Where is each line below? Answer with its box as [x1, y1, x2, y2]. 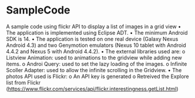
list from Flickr [6, 79, 41, 86]
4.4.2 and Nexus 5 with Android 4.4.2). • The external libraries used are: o [6, 48, 186, 55]
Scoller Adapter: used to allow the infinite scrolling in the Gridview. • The [6, 66, 182, 73]
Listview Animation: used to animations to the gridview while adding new [6, 54, 182, 61]
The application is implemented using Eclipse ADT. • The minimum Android [6, 29, 188, 36]
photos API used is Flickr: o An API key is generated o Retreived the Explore [6, 73, 189, 80]
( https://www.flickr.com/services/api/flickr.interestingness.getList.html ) [6, 85, 179, 92]
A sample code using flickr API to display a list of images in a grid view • [6, 23, 181, 30]
